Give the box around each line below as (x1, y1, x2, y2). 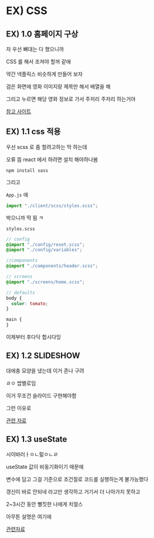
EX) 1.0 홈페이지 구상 (6, 29, 78, 39)
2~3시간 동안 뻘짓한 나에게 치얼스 (6, 500, 83, 507)
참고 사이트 (6, 108, 32, 115)
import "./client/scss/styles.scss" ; (6, 202, 98, 209)
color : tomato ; (11, 300, 49, 306)
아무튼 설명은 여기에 (6, 513, 52, 520)
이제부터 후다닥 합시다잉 (6, 333, 61, 341)
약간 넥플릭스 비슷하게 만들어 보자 (6, 70, 83, 77)
